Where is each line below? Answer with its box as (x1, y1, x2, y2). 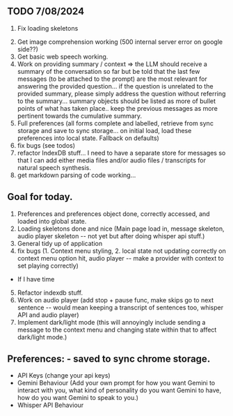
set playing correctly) (17, 261, 79, 270)
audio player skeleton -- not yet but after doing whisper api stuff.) (17, 231, 205, 240)
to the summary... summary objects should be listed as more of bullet (17, 97, 216, 105)
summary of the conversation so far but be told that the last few (17, 67, 200, 75)
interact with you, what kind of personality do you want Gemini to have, (17, 386, 222, 394)
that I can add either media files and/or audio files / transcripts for (17, 156, 207, 164)
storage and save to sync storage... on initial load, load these (17, 126, 192, 134)
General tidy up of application (17, 239, 103, 247)
